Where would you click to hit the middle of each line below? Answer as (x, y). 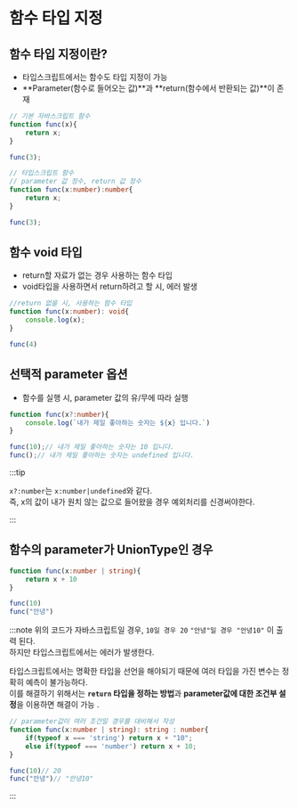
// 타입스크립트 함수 (42, 173)
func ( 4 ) (24, 344)
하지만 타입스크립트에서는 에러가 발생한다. (82, 652)
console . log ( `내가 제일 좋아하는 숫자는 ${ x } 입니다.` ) (118, 423)
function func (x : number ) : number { (71, 190)
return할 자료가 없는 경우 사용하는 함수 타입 (97, 275)
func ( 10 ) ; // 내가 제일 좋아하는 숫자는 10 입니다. (92, 447)
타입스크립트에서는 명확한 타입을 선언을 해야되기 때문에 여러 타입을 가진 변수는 (145, 671)
